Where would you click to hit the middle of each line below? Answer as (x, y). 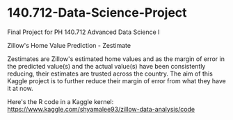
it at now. (20, 88)
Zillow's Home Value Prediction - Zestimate (69, 45)
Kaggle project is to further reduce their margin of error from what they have (116, 80)
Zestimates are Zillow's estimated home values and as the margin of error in (116, 59)
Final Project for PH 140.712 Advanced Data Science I (83, 32)
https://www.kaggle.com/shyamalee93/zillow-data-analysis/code (101, 109)
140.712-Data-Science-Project (97, 13)
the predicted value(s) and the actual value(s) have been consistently (106, 66)
